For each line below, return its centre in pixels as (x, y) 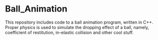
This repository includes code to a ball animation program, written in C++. (79, 22)
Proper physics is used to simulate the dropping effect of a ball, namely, (77, 27)
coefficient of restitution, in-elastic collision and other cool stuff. (69, 32)
